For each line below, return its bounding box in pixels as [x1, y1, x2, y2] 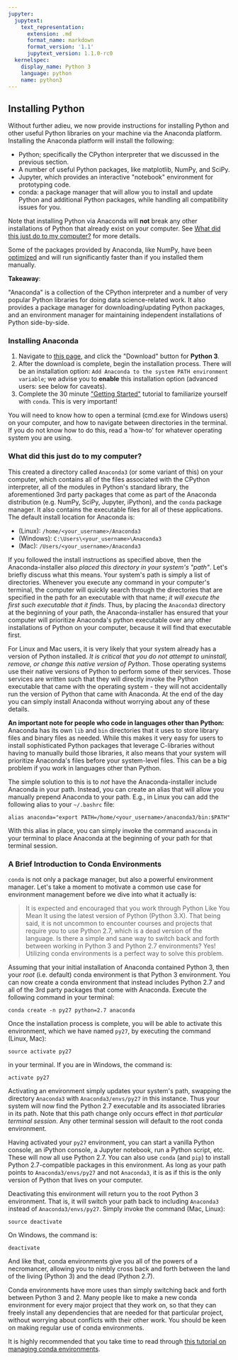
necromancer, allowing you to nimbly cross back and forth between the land [8, 1264, 230, 1273]
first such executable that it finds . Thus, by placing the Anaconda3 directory [8, 600, 226, 609]
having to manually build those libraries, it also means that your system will [8, 748, 227, 757]
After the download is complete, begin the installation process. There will [18, 360, 232, 368]
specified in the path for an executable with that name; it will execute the [8, 593, 220, 602]
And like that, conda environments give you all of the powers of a [8, 1257, 198, 1266]
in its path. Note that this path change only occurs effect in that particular [8, 1110, 223, 1118]
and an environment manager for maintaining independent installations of [8, 311, 222, 319]
